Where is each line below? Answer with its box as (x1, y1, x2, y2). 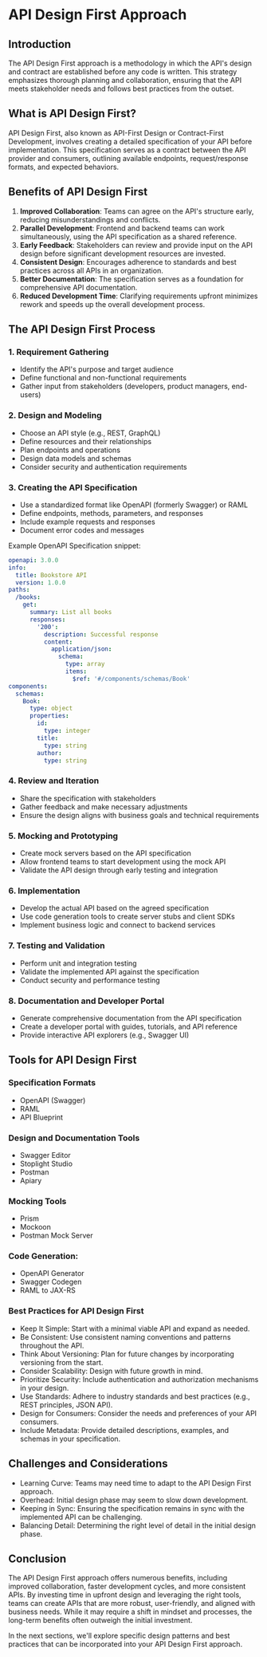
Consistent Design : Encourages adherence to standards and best (19, 257, 237, 266)
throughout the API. (19, 1340, 84, 1350)
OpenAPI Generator (19, 1269, 85, 1278)
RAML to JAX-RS (19, 1285, 76, 1295)
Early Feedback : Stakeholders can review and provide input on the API (19, 240, 253, 250)
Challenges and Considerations (8, 1457, 168, 1470)
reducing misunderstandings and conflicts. (19, 215, 161, 224)
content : (43, 638, 73, 646)
